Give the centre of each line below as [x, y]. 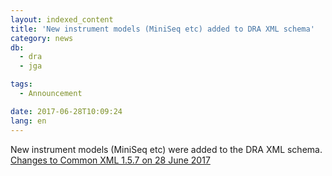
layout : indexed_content [62, 19]
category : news [42, 38]
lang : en [28, 121]
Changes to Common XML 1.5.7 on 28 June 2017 [110, 160]
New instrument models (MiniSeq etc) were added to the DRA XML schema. [166, 149]
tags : [21, 84]
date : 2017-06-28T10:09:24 [66, 111]
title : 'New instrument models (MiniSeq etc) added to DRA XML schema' [162, 29]
